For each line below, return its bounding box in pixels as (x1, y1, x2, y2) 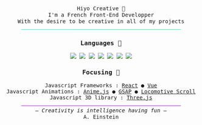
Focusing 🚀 (82, 69, 120, 76)
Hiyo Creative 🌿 (77, 5, 125, 12)
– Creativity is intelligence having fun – (35, 107, 167, 113)
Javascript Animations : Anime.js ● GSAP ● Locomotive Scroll (6, 88, 196, 95)
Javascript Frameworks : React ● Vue (44, 82, 158, 89)
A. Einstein (83, 113, 119, 120)
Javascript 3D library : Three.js (49, 94, 153, 101)
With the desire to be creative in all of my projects (17, 18, 185, 25)
